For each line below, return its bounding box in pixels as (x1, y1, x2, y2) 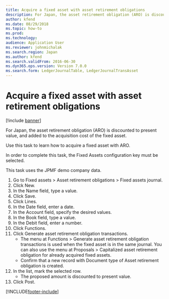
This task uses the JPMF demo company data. (6, 167, 102, 173)
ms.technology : (6, 36, 38, 41)
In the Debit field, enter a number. (13, 220, 83, 226)
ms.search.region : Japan (6, 49, 58, 54)
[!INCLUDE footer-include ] (6, 288, 59, 294)
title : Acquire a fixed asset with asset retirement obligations (6, 7, 145, 13)
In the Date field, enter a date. (13, 204, 75, 210)
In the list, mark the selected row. (13, 268, 82, 274)
